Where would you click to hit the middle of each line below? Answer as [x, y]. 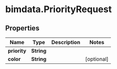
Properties [22, 28]
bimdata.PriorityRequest [58, 9]
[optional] [97, 59]
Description [66, 42]
